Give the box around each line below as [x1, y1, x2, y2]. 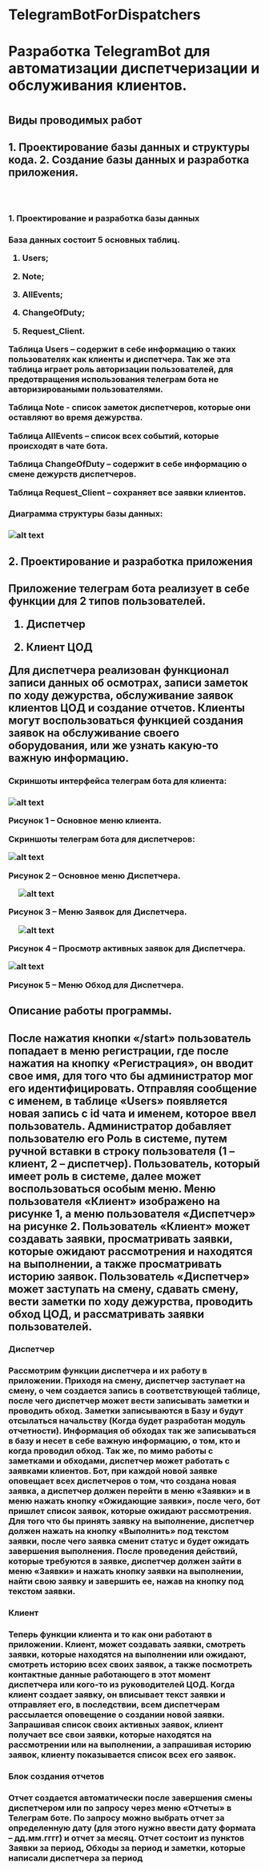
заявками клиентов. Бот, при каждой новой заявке [8, 1466, 218, 1477]
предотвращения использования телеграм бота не [8, 374, 219, 385]
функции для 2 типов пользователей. [8, 595, 207, 608]
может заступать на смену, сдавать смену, [8, 1282, 239, 1296]
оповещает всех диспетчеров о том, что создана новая [8, 1475, 237, 1487]
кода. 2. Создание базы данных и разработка [8, 152, 250, 166]
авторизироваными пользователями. [8, 384, 164, 395]
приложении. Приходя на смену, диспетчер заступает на [8, 1375, 246, 1386]
